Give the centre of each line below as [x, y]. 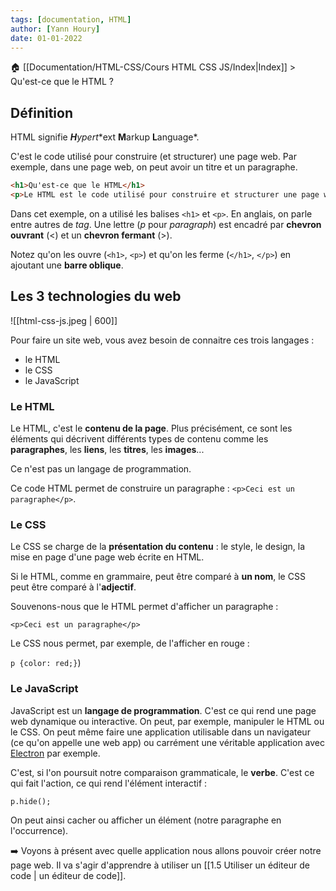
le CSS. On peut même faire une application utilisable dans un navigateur [160, 732]
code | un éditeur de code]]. [68, 875]
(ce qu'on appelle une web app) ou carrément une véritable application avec [168, 742]
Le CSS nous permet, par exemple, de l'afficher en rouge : [130, 643]
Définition [41, 112]
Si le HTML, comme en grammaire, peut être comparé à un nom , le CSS [158, 577]
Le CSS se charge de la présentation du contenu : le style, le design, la [157, 547]
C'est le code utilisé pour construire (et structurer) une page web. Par [153, 157]
